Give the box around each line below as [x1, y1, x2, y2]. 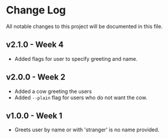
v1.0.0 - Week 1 [6, 110, 62, 120]
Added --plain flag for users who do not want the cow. [14, 94, 148, 101]
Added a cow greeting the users [14, 88, 92, 95]
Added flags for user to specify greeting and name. [14, 55, 138, 62]
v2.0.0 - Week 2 [6, 72, 66, 82]
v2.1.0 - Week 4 [6, 40, 64, 50]
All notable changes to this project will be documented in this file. [6, 23, 163, 30]
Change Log [6, 4, 66, 17]
